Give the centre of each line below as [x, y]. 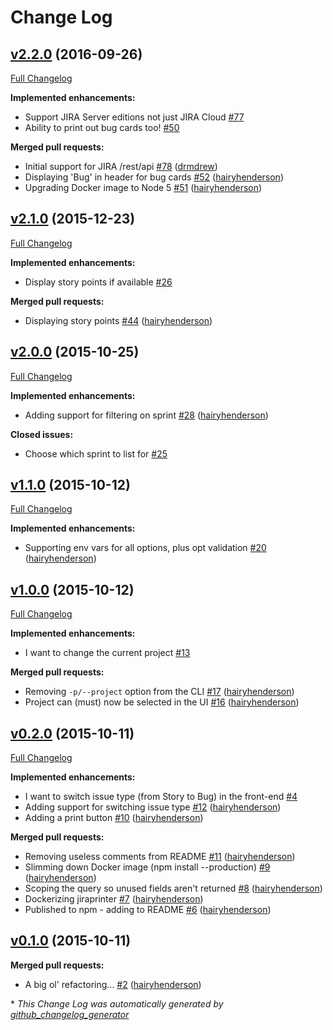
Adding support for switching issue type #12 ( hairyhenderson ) [153, 807]
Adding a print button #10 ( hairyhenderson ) [114, 818]
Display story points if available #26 [98, 282]
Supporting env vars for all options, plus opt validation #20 [145, 548]
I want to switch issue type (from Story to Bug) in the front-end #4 [161, 797]
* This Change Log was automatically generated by [117, 1003]
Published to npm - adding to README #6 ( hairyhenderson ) [148, 910]
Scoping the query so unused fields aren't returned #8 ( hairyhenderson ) [173, 888]
